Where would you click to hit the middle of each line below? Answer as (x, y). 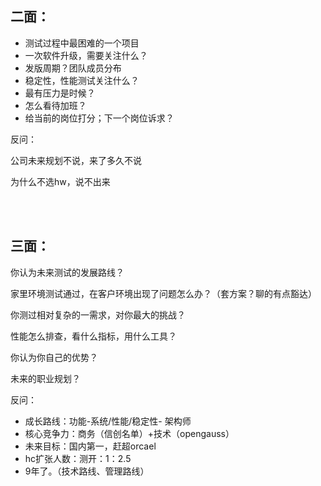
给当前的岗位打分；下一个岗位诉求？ (99, 118)
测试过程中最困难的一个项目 (82, 43)
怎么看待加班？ (55, 105)
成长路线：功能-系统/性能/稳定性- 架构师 (108, 421)
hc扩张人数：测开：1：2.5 (78, 458)
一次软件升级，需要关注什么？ (86, 55)
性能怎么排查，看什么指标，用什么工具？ (93, 336)
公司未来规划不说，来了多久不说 (76, 160)
